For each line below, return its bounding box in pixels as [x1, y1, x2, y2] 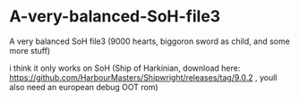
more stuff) [9, 45, 51, 55]
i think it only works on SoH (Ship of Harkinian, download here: [9, 63, 241, 73]
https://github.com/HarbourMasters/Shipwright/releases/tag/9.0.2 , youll [9, 72, 278, 82]
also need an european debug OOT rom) [9, 81, 158, 92]
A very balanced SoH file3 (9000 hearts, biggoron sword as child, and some [9, 36, 291, 46]
